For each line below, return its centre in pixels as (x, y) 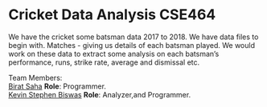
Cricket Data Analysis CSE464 (112, 15)
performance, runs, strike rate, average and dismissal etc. (104, 62)
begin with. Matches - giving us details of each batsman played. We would (132, 45)
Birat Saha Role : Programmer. (58, 86)
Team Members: (35, 77)
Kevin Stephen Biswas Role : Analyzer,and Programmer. (100, 94)
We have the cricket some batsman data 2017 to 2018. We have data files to (133, 37)
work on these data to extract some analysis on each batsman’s (114, 53)
